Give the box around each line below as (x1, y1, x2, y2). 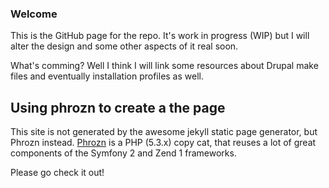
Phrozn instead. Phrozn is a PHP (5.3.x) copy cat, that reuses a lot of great (10, 137, 317, 149)
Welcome (10, 7, 58, 21)
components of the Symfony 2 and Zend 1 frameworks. (10, 147, 237, 159)
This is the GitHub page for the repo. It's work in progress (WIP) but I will (10, 30, 310, 42)
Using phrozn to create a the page (10, 99, 226, 116)
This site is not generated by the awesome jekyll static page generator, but (10, 126, 318, 138)
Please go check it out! (10, 167, 105, 179)
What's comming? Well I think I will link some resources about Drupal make (10, 60, 319, 72)
